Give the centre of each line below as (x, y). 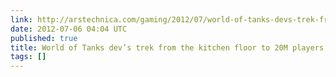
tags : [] (28, 57)
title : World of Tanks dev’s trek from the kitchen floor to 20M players (167, 47)
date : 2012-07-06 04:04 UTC (69, 29)
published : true (44, 38)
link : (21, 19)
